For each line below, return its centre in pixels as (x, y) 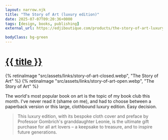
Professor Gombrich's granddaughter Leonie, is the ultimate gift (83, 121)
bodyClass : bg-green (27, 37)
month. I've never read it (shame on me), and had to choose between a (78, 101)
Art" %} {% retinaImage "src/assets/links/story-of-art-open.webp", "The (80, 81)
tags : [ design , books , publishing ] (42, 24)
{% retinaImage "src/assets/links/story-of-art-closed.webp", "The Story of (82, 76)
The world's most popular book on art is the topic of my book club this (77, 96)
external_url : (20, 28)
